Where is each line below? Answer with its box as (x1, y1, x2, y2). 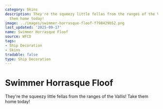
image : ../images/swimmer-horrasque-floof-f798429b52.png (5, 20, 125, 26)
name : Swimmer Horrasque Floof (5, 30, 68, 34)
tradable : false (5, 52, 38, 57)
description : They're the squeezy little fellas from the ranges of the (5, 12, 155, 16)
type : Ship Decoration (5, 57, 51, 62)
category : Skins (5, 7, 38, 12)
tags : (5, 39, 16, 44)
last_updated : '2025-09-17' (5, 25, 62, 30)
